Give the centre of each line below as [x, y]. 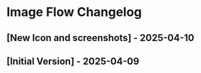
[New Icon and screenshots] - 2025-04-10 [100, 38]
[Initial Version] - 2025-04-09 [73, 61]
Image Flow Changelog [74, 12]
